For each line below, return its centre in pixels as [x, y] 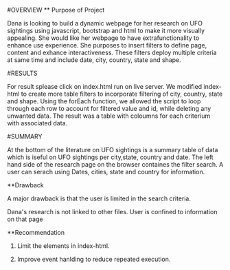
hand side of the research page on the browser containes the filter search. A [115, 164]
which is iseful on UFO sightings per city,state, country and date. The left [111, 157]
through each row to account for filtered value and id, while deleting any [109, 108]
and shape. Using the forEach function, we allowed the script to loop [104, 101]
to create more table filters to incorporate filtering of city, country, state [122, 94]
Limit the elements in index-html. [63, 246]
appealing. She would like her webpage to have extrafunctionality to [103, 38]
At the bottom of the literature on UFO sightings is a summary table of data [113, 150]
